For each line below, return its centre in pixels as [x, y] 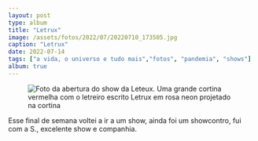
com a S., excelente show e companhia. [73, 128]
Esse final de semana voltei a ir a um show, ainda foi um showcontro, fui [125, 120]
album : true [28, 67]
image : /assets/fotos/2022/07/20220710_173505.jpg [93, 37]
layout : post [29, 15]
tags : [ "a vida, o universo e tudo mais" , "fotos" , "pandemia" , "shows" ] [130, 60]
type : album [28, 23]
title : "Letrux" [35, 30]
